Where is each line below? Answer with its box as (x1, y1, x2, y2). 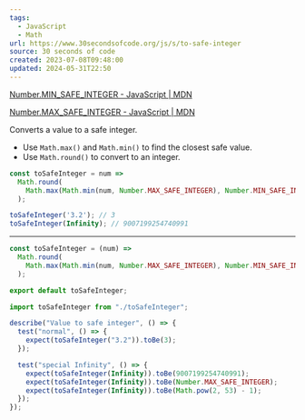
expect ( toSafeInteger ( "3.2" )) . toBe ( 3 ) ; (25, 335, 177, 345)
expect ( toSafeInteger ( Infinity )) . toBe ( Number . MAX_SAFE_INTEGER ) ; (25, 377, 279, 386)
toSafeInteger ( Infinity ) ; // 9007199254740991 (9, 219, 189, 228)
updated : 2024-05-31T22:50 (9, 65, 112, 74)
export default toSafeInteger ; (9, 285, 128, 295)
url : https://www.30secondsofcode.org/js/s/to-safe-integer (9, 38, 242, 48)
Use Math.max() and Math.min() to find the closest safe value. (22, 142, 252, 153)
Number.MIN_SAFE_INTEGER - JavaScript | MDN (9, 88, 192, 100)
